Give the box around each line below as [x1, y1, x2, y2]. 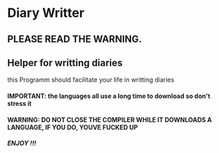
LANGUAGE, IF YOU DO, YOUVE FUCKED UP [7, 123, 139, 131]
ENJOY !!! [7, 139, 37, 147]
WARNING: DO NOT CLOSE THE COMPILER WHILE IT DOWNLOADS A [7, 115, 213, 124]
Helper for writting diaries [7, 56, 123, 68]
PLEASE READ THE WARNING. [7, 33, 142, 45]
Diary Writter [7, 5, 85, 21]
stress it [7, 99, 32, 107]
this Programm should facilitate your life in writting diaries [7, 75, 175, 84]
